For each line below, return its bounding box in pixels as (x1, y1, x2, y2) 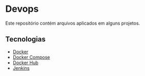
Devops (5, 3, 39, 15)
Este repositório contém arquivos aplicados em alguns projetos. (5, 20, 140, 26)
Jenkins (12, 65, 30, 71)
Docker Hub (12, 60, 39, 66)
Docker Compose (12, 54, 50, 60)
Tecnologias (5, 35, 46, 44)
